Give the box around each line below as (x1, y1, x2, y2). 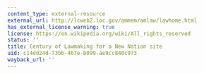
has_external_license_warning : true (7, 23, 115, 30)
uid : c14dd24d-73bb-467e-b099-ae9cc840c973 (7, 50, 138, 57)
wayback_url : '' (7, 56, 55, 63)
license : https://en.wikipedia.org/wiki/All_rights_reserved (7, 30, 191, 37)
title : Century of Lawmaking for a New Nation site (7, 43, 162, 50)
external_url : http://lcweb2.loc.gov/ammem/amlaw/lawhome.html (7, 17, 198, 24)
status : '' (7, 37, 40, 44)
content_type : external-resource (7, 10, 106, 18)
